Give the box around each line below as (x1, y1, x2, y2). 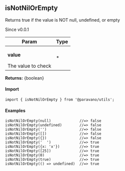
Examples (5, 108, 26, 114)
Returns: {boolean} (5, 75, 44, 81)
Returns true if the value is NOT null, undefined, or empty (5, 17, 121, 23)
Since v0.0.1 (5, 27, 29, 32)
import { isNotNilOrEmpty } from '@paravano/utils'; (5, 97, 115, 102)
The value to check (7, 62, 52, 69)
